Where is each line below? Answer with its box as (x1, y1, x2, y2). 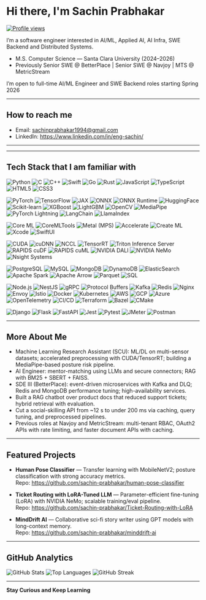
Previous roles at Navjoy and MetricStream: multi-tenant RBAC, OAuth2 (15, 420, 196, 427)
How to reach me (6, 110, 72, 120)
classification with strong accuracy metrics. (15, 472, 126, 480)
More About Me (6, 331, 67, 342)
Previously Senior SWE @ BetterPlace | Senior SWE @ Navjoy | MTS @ (15, 61, 194, 69)
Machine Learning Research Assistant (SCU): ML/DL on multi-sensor (15, 348, 189, 355)
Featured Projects (6, 450, 76, 460)
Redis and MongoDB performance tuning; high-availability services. (15, 387, 187, 394)
